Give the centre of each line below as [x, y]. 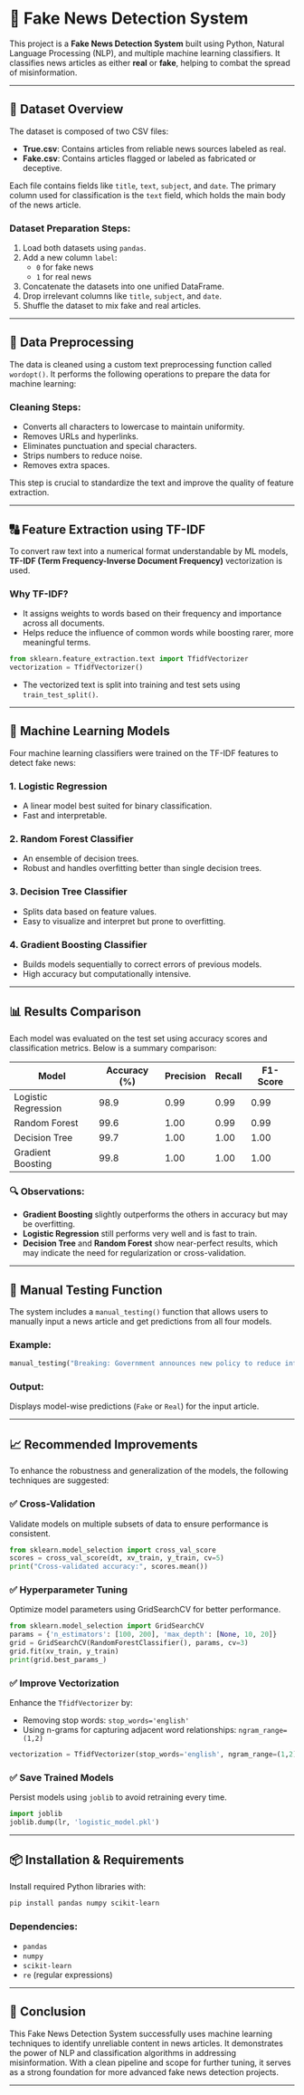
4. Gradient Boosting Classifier [78, 944]
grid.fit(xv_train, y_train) [64, 1651]
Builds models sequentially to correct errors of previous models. [142, 964]
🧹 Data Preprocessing [71, 343]
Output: [27, 1387]
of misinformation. [43, 72]
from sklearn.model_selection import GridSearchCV [107, 1626]
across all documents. [64, 623]
